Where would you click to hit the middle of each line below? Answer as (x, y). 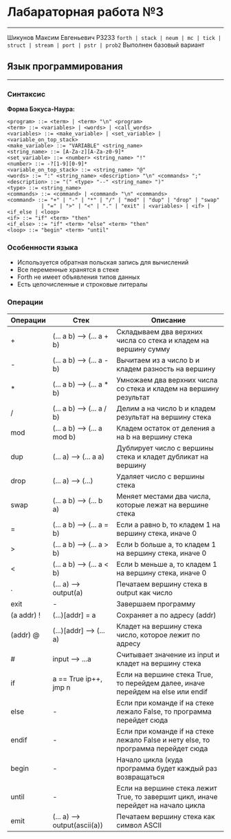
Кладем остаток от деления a (166, 428)
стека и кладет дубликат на (162, 457)
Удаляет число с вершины (161, 476)
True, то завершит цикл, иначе (167, 796)
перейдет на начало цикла (161, 805)
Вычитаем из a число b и (158, 360)
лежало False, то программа (164, 712)
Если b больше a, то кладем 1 (166, 544)
